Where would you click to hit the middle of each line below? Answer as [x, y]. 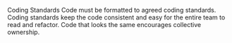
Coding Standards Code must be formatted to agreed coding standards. [112, 10]
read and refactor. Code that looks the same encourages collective [104, 25]
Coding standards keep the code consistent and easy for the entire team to [116, 17]
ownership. [24, 32]
